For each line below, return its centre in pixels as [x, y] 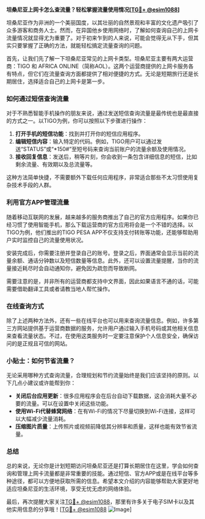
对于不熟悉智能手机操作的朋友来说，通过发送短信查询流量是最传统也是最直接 [103, 113]
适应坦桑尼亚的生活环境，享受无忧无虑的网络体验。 [70, 489]
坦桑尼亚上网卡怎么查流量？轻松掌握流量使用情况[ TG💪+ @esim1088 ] [93, 9]
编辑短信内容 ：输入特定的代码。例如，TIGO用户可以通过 [86, 142]
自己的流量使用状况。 [59, 240]
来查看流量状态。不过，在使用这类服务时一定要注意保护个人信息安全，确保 [100, 336]
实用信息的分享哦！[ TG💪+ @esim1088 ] [72, 509]
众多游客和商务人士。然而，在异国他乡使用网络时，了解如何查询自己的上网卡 [103, 30]
